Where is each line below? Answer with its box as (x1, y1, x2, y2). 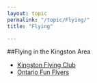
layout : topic (7, 10, 48, 17)
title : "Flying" (7, 23, 53, 29)
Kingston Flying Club (16, 61, 77, 69)
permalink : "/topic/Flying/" (7, 16, 90, 23)
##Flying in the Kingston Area (7, 47, 91, 56)
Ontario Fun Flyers (16, 68, 70, 76)
